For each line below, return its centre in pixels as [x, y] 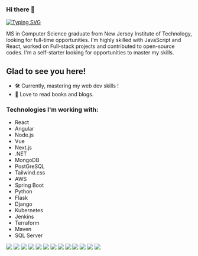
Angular [24, 129]
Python [23, 192]
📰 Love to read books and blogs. [54, 95]
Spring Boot [29, 185]
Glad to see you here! [46, 71]
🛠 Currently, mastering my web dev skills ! [67, 86]
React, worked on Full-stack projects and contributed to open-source [90, 46]
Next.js [23, 148]
